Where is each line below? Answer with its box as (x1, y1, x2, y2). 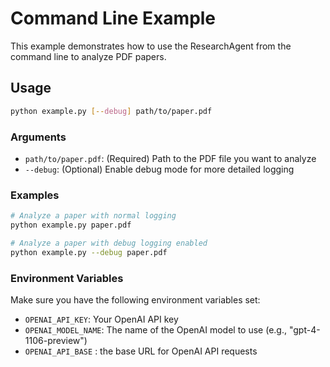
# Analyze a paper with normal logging (10, 211, 177, 221)
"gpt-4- (288, 324, 321, 336)
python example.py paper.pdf (10, 220, 132, 231)
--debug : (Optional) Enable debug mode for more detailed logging (24, 163, 295, 175)
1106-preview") (24, 335, 88, 347)
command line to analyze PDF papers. (10, 50, 167, 62)
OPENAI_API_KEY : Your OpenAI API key (24, 313, 179, 326)
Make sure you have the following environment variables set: (10, 294, 261, 306)
